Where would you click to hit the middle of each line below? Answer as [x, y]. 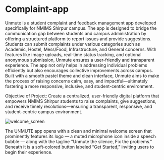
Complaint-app [37, 9]
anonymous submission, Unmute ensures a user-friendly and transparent [80, 60]
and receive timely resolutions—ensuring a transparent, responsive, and [79, 106]
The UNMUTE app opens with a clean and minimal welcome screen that [79, 131]
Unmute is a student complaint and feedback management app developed [81, 23]
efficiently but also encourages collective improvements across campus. [79, 70]
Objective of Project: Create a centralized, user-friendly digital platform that [82, 96]
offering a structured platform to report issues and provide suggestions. [79, 39]
